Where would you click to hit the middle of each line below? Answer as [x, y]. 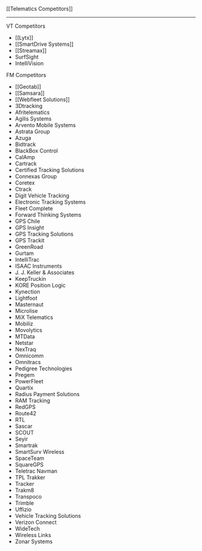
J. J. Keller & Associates [44, 272]
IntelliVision [29, 63]
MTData [25, 336]
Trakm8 [24, 490]
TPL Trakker [30, 477]
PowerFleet [29, 381]
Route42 [26, 413]
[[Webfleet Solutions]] [42, 99]
